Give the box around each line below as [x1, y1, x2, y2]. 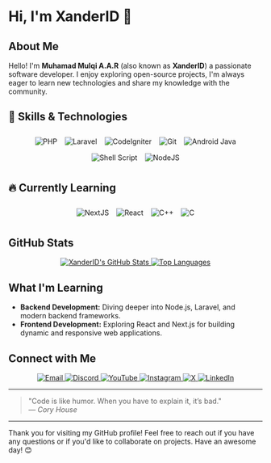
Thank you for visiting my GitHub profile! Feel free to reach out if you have [8, 428, 255, 438]
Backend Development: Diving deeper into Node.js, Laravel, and [19, 302, 236, 312]
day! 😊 [8, 445, 32, 455]
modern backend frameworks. [19, 311, 121, 321]
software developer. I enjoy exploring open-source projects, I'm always [8, 69, 244, 79]
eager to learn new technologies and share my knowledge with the [8, 78, 230, 87]
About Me [8, 40, 59, 53]
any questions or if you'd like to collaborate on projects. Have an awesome [8, 436, 256, 447]
